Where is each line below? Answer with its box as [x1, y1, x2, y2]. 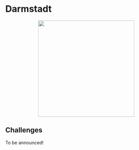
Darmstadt [5, 3, 52, 15]
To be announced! [5, 139, 44, 145]
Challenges [5, 126, 43, 135]
